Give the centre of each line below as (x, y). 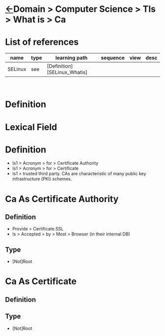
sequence (113, 58)
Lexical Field (31, 127)
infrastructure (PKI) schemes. (42, 179)
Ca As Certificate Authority (62, 199)
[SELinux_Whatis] (67, 73)
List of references (42, 42)
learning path (72, 58)
